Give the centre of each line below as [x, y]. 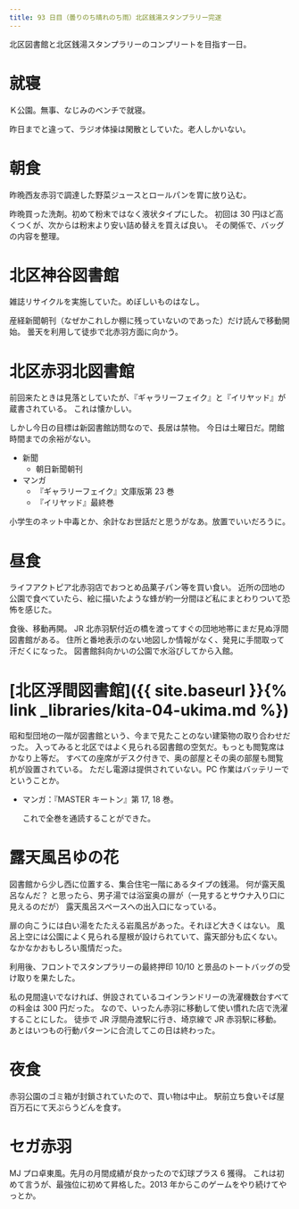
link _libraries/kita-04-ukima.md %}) [149, 710]
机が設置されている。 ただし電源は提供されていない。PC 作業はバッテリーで [149, 770]
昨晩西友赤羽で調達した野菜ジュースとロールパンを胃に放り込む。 [130, 195]
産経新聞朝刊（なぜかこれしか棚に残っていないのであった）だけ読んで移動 [146, 321]
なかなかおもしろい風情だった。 [68, 948]
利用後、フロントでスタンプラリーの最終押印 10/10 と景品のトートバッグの [146, 967]
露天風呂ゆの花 [64, 858]
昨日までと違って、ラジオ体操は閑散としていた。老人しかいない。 [130, 129]
